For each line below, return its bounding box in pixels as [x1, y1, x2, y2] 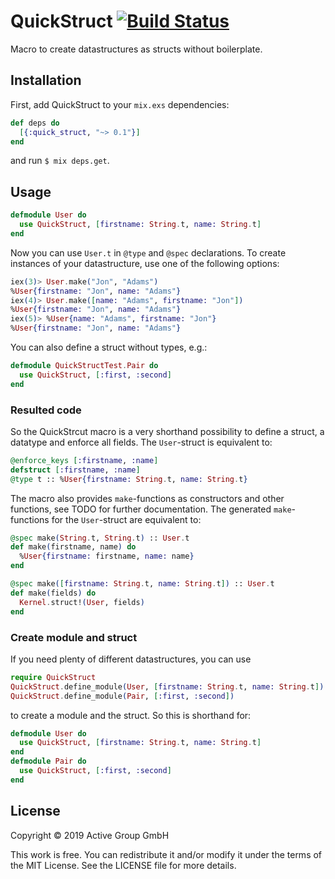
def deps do [10, 118, 60, 128]
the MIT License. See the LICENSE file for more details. [10, 859, 237, 871]
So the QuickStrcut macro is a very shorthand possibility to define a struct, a [10, 425, 325, 437]
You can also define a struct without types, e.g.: [10, 341, 208, 354]
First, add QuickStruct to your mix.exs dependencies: [10, 98, 230, 110]
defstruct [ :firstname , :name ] [10, 465, 141, 475]
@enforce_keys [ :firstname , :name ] [10, 455, 159, 465]
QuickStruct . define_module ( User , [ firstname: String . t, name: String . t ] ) [10, 681, 325, 692]
